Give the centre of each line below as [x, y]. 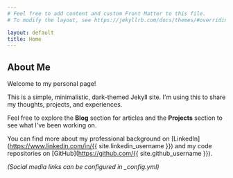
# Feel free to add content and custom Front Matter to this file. [107, 14]
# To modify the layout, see [49, 20]
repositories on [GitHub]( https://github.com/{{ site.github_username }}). [110, 154]
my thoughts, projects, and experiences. [65, 105]
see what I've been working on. [52, 125]
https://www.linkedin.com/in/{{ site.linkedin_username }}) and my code [111, 146]
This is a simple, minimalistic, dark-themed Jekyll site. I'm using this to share [116, 97]
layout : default [31, 33]
